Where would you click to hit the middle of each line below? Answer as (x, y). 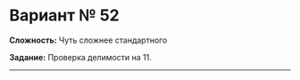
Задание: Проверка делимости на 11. (80, 57)
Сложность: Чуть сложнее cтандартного (88, 40)
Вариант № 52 (64, 16)
